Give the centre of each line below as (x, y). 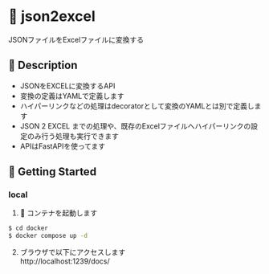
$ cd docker (28, 228)
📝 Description (43, 65)
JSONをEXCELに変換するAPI (67, 86)
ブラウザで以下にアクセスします (73, 252)
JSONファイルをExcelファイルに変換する (76, 39)
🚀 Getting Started (53, 172)
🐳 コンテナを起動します (59, 213)
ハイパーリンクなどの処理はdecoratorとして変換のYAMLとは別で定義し (137, 106)
